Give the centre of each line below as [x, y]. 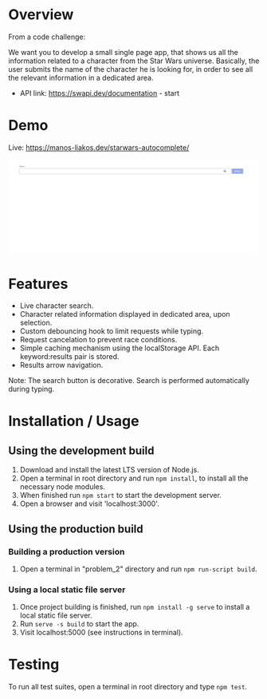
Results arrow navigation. [61, 365]
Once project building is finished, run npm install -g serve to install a [135, 607]
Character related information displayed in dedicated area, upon [125, 314]
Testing [34, 665]
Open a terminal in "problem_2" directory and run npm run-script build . [138, 569]
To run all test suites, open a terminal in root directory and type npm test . [128, 687]
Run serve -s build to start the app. [79, 624]
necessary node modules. [63, 487]
